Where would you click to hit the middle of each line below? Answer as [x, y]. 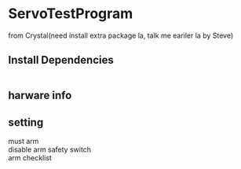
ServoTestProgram [71, 14]
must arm [24, 141]
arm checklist [30, 157]
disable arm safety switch [50, 149]
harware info [40, 96]
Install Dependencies [61, 60]
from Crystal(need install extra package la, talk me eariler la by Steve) [121, 35]
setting [26, 122]
